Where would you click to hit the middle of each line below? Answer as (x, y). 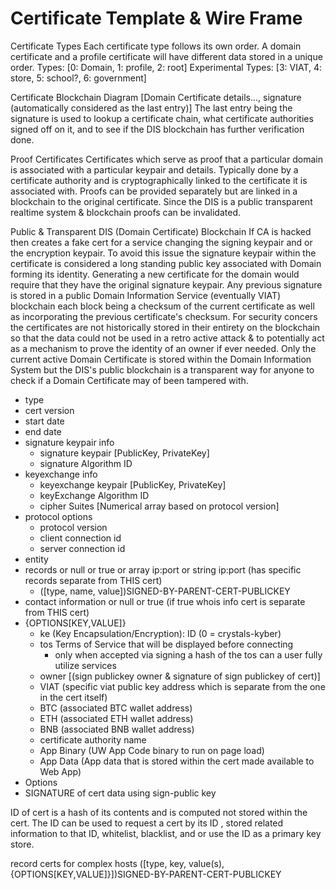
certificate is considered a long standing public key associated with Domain (166, 263)
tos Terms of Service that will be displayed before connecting (166, 644)
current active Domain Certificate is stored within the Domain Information (161, 359)
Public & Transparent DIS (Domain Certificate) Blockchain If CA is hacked (161, 231)
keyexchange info (61, 474)
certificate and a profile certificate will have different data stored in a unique (166, 56)
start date (44, 421)
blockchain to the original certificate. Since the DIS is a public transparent (161, 201)
